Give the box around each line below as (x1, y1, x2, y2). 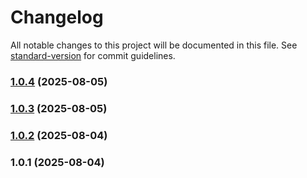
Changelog (10, 6, 104, 29)
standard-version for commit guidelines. (10, 49, 176, 61)
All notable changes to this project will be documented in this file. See (10, 39, 298, 51)
